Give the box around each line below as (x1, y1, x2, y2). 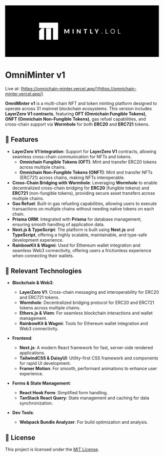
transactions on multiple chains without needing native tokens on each (12, 205, 154, 211)
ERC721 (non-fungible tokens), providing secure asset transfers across (12, 190, 155, 196)
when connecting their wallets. (12, 253, 74, 258)
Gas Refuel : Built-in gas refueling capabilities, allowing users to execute (12, 201, 157, 206)
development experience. (12, 237, 64, 243)
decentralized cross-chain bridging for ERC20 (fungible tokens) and (12, 185, 150, 191)
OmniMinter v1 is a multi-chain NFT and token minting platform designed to (5, 100, 157, 106)
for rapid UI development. (19, 360, 71, 366)
